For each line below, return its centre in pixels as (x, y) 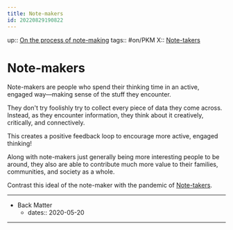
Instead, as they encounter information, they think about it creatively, (105, 115)
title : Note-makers (35, 14)
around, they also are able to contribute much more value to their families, (113, 165)
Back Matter (35, 205)
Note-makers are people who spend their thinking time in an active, (103, 87)
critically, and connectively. (46, 123)
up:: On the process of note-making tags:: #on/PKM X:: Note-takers (104, 40)
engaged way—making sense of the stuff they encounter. (89, 95)
